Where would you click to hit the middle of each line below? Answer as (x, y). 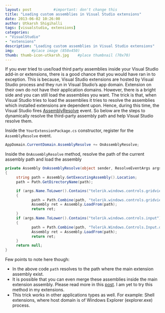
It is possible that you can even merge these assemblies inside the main (85, 279)
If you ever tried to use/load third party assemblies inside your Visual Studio (82, 69)
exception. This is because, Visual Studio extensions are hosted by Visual (79, 79)
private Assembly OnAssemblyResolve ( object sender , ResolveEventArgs (78, 169)
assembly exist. (28, 274)
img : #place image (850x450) (42, 50)
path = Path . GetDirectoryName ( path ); (55, 182)
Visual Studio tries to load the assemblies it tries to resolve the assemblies (80, 100)
